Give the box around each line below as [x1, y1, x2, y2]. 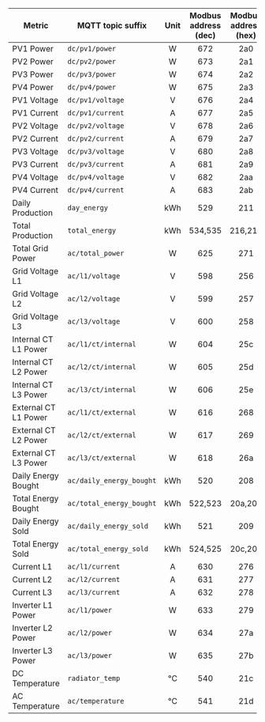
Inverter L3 [12, 645, 53, 656]
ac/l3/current [67, 588, 121, 596]
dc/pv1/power [67, 44, 117, 53]
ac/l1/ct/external [67, 408, 136, 417]
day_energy [67, 203, 109, 212]
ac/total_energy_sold [67, 545, 149, 553]
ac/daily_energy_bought [67, 476, 157, 485]
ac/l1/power [67, 606, 113, 614]
